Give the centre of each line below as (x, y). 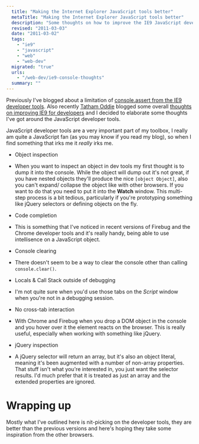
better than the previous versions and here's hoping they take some (89, 428)
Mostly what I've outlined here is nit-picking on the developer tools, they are (99, 422)
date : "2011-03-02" (36, 34)
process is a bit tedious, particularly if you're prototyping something (110, 197)
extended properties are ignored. (55, 382)
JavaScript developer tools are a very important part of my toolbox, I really (97, 130)
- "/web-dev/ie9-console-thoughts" (61, 78)
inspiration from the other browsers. (50, 435)
